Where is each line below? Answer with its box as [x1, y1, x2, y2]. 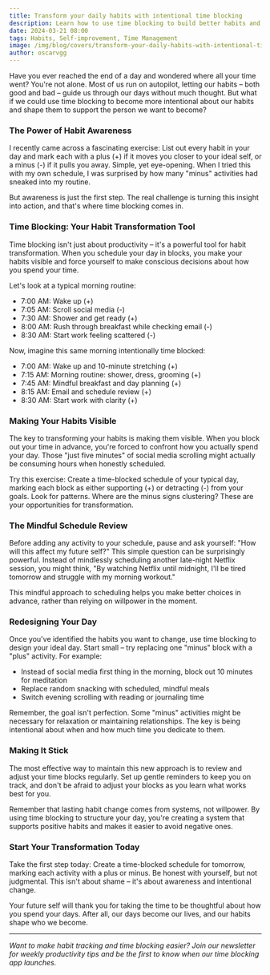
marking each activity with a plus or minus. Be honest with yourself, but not [9, 868, 258, 878]
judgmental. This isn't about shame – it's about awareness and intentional [9, 876, 252, 886]
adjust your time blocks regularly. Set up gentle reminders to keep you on [9, 772, 252, 781]
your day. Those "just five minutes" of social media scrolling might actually [9, 450, 256, 460]
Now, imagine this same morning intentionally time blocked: [9, 345, 206, 355]
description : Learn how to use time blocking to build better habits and [9, 19, 261, 27]
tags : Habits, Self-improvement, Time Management [9, 34, 179, 42]
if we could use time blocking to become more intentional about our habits [9, 97, 255, 106]
